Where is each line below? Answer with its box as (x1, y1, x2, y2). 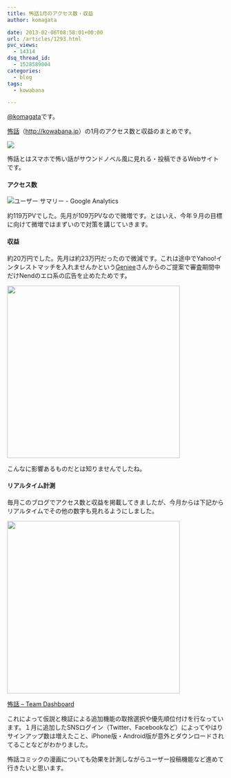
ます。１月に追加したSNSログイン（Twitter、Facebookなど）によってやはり (7, 723, 223, 731)
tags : (7, 80, 23, 87)
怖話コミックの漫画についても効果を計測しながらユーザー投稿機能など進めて (7, 755, 224, 763)
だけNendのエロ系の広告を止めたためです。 (7, 271, 131, 279)
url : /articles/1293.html (7, 35, 81, 42)
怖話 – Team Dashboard (7, 699, 74, 708)
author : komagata (7, 17, 57, 23)
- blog (13, 74, 32, 81)
